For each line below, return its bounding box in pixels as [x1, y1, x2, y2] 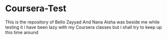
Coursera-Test [5, 3, 67, 14]
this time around [5, 29, 39, 35]
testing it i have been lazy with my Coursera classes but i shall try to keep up [5, 24, 162, 30]
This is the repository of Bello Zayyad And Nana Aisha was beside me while [5, 19, 160, 25]
